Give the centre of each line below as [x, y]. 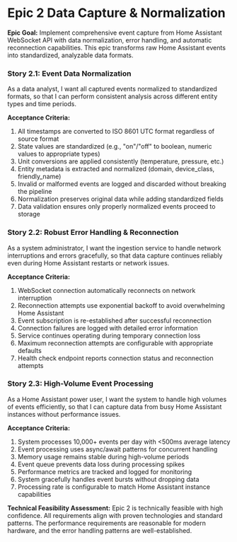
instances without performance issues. [64, 414]
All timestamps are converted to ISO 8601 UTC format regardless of [116, 132]
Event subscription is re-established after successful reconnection [115, 321]
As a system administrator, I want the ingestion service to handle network [114, 248]
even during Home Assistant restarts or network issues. [88, 263]
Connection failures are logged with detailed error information [108, 328]
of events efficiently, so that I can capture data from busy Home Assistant [115, 406]
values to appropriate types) [59, 154]
